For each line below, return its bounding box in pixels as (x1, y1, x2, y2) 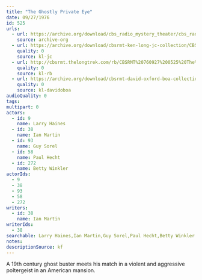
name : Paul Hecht (17, 154, 61, 160)
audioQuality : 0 (6, 93, 47, 99)
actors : (6, 110, 26, 116)
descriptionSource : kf (6, 244, 63, 250)
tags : (6, 98, 20, 104)
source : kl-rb (17, 70, 52, 76)
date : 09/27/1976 (6, 14, 50, 20)
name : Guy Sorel (17, 143, 58, 149)
